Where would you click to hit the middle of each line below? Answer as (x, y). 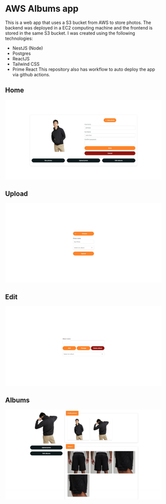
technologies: (19, 38)
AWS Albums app (42, 9)
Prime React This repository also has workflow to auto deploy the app (84, 69)
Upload (17, 193)
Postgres (22, 53)
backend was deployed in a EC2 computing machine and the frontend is (79, 27)
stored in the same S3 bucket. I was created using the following (70, 33)
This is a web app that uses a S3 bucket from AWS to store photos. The (78, 22)
